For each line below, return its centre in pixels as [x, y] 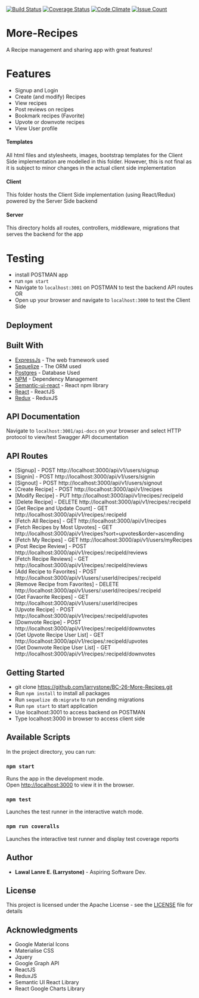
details [14, 911]
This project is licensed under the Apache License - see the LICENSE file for [100, 905]
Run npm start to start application [56, 706]
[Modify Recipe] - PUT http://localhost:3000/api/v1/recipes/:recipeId [99, 496]
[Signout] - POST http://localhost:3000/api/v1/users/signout [88, 483]
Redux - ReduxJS [36, 398]
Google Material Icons [42, 944]
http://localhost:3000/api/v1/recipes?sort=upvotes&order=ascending [99, 534]
